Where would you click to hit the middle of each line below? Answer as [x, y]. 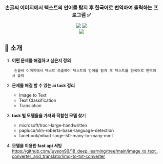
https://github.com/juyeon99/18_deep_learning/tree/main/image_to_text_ [85, 151]
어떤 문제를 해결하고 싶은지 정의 [41, 61]
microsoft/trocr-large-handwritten [53, 126]
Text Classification [38, 100]
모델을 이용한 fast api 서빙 [37, 146]
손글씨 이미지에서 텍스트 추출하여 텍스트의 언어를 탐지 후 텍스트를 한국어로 [79, 71]
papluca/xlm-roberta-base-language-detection [66, 130]
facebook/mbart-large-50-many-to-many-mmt [66, 136]
